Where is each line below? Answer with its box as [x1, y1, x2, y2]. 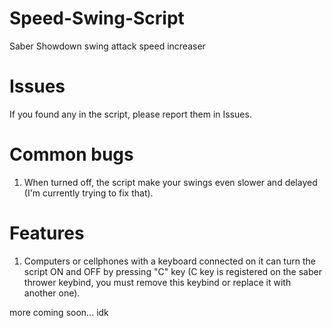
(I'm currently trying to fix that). [23, 187, 154, 199]
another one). [23, 287, 81, 299]
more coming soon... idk [9, 306, 109, 318]
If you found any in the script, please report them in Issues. [9, 108, 252, 120]
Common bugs [9, 143, 134, 166]
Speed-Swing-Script [9, 7, 185, 30]
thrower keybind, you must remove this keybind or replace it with [23, 276, 292, 288]
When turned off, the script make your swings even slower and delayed [23, 176, 318, 188]
